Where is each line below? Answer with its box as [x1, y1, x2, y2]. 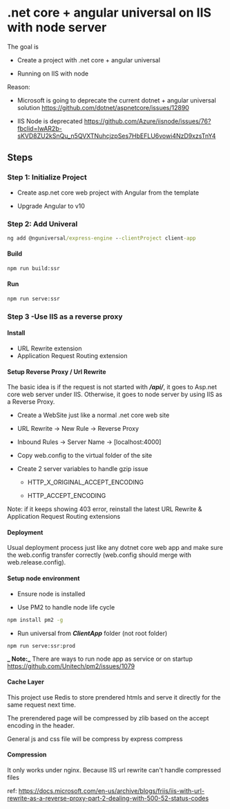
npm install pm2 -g [7, 616, 64, 623]
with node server [7, 19, 107, 35]
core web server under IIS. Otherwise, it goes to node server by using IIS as [7, 390, 223, 399]
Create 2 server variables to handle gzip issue [17, 465, 148, 473]
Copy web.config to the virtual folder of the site [17, 452, 153, 460]
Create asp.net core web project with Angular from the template [17, 188, 200, 197]
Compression [7, 750, 47, 759]
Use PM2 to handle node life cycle [17, 603, 115, 611]
